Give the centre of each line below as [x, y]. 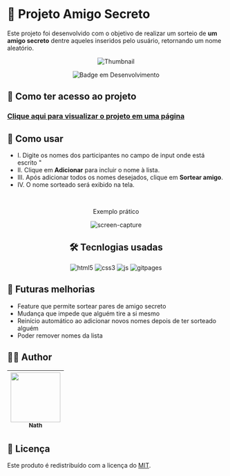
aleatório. [21, 48]
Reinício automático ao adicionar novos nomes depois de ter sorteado [116, 320]
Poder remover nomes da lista [60, 336]
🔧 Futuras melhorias [51, 290]
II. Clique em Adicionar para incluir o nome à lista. [88, 170]
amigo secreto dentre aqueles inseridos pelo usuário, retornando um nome [114, 40]
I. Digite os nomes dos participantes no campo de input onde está [111, 156]
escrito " [29, 163]
